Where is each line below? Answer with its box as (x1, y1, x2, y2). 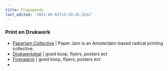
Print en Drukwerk (5, 29, 51, 36)
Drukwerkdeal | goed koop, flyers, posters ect (12, 51, 108, 57)
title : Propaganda (5, 7, 44, 13)
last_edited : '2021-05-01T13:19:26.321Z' (5, 12, 93, 17)
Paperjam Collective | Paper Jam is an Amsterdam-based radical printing (12, 40, 163, 46)
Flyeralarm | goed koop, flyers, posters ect (12, 56, 101, 62)
